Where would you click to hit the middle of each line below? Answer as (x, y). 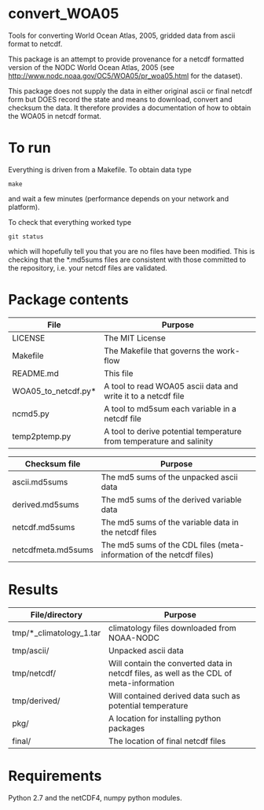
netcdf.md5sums (44, 527)
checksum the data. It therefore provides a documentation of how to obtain (130, 108)
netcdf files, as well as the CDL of (170, 673)
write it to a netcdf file (144, 396)
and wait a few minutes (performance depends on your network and (119, 198)
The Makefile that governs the (159, 351)
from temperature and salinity (158, 441)
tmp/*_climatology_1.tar (57, 632)
